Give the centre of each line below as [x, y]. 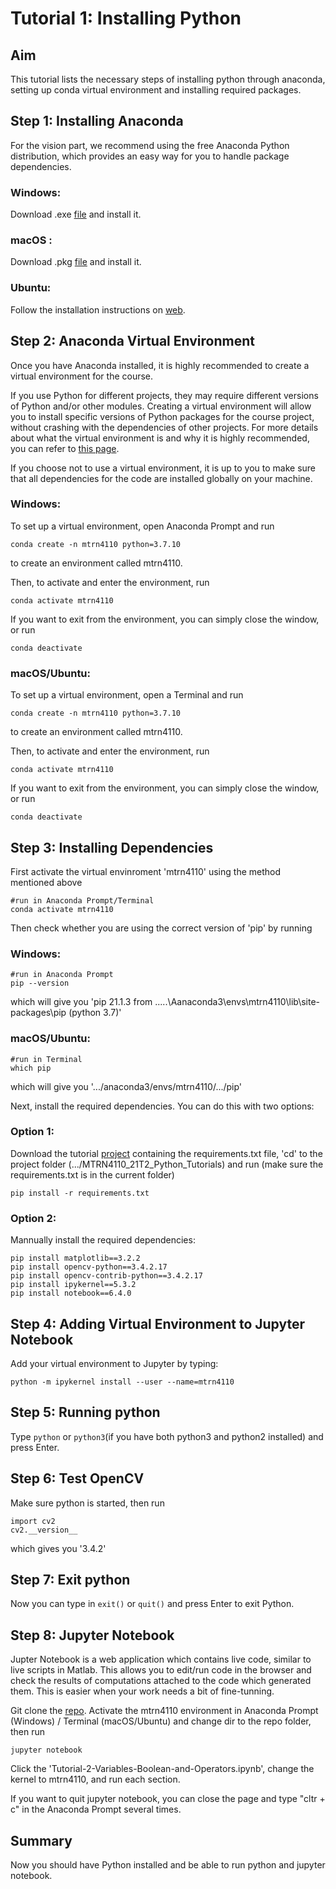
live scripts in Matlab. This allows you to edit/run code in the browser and [161, 1670]
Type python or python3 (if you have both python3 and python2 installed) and [167, 1436]
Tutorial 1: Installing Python [126, 18]
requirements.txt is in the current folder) [92, 1174]
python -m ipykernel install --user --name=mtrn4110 [122, 1382]
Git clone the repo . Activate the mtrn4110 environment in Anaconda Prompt [164, 1711]
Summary [41, 1840]
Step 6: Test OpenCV [77, 1478]
